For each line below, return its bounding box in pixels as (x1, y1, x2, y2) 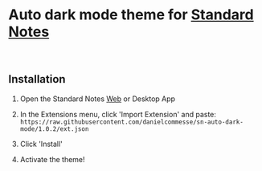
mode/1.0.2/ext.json (19, 124, 89, 133)
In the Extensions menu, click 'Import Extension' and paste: (19, 109, 217, 119)
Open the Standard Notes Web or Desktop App (19, 94, 175, 104)
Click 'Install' (19, 139, 63, 149)
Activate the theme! (19, 154, 86, 164)
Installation (8, 72, 66, 86)
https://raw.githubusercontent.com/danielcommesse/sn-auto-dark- (19, 118, 244, 126)
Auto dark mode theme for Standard (8, 6, 255, 24)
